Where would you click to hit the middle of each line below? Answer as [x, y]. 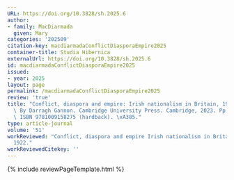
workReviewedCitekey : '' [43, 149]
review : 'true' [29, 98]
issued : [18, 72]
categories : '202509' [39, 40]
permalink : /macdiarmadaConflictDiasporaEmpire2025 [84, 91]
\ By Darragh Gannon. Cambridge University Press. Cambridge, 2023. [115, 111]
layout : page [26, 85]
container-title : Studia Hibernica [59, 53]
